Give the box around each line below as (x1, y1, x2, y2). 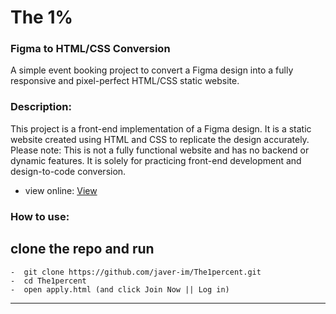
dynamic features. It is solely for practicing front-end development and (10, 154, 302, 166)
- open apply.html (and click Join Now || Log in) (10, 284, 230, 295)
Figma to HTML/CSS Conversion (10, 42, 171, 56)
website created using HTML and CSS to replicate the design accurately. (10, 133, 310, 145)
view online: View (24, 184, 98, 196)
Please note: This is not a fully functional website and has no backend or (10, 144, 310, 156)
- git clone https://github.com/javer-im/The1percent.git (10, 267, 262, 277)
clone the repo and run (10, 241, 155, 258)
